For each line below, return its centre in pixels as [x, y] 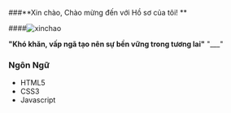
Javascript [38, 100]
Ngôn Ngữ [29, 65]
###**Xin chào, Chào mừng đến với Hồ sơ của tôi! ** [98, 13]
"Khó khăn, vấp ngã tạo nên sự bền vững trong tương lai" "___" [116, 44]
